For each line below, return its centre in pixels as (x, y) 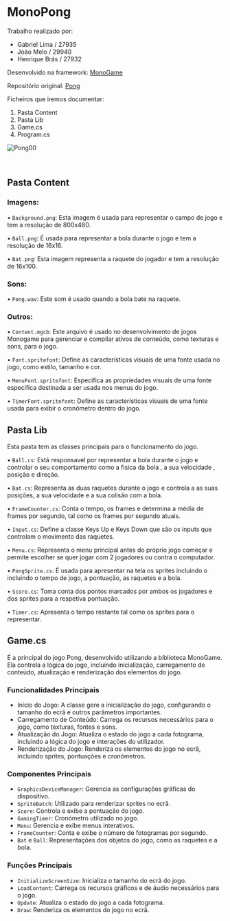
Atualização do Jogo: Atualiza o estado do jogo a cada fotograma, (111, 734)
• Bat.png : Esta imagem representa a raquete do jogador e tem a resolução (113, 258)
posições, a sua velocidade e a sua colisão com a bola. (85, 495)
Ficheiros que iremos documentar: (56, 99)
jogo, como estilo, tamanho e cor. (54, 367)
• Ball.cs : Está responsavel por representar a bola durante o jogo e (103, 460)
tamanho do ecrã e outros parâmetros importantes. (89, 712)
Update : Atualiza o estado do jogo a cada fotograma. (91, 902)
